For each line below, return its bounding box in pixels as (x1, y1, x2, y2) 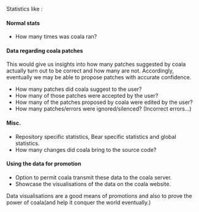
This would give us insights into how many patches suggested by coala (6, 61, 186, 68)
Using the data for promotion (6, 160, 81, 168)
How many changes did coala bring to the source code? (15, 146, 157, 153)
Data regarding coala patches (6, 47, 83, 54)
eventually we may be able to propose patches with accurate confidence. (6, 74, 192, 81)
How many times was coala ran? (15, 33, 97, 41)
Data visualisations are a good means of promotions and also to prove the (6, 192, 192, 199)
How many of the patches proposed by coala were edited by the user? (15, 98, 193, 106)
